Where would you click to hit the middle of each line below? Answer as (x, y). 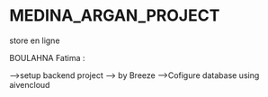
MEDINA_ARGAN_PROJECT (115, 16)
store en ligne (35, 40)
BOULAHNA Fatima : (47, 57)
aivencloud (30, 84)
